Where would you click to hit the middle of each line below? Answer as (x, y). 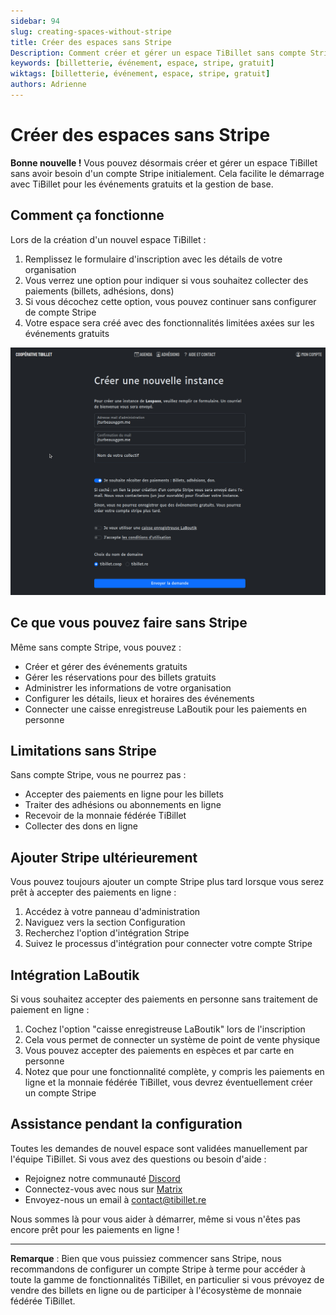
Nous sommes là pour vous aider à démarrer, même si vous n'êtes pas (155, 1219)
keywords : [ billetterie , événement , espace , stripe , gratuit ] (142, 63)
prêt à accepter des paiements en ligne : (93, 892)
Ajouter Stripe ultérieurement (104, 857)
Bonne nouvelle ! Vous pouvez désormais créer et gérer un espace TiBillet (164, 162)
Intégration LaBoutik (75, 975)
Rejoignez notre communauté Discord (102, 1178)
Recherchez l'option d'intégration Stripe (107, 933)
